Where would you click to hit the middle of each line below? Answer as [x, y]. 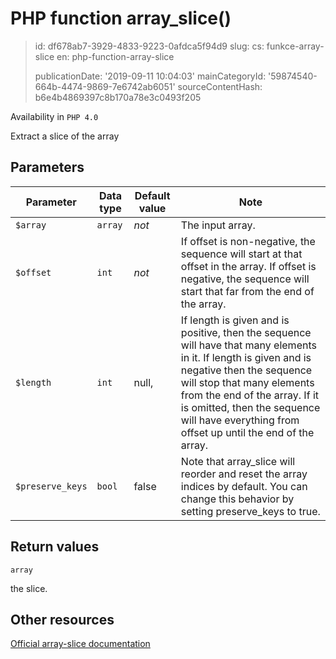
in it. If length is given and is [246, 357]
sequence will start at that [241, 254]
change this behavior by [237, 499]
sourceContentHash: [220, 86]
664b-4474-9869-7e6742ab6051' [105, 86]
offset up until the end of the [247, 432]
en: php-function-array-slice [115, 56]
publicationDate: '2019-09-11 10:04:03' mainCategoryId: [150, 76]
